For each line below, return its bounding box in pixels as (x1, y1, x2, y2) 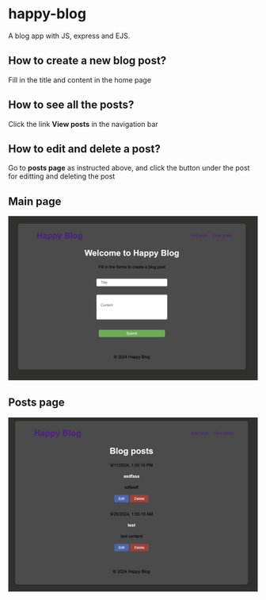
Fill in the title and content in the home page (8, 75, 152, 84)
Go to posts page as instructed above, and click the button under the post (8, 163, 250, 173)
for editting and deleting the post (8, 171, 116, 181)
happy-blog (8, 5, 87, 23)
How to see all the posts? (8, 98, 135, 112)
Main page (8, 194, 62, 208)
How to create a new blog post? (8, 54, 167, 67)
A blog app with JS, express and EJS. (8, 31, 131, 40)
